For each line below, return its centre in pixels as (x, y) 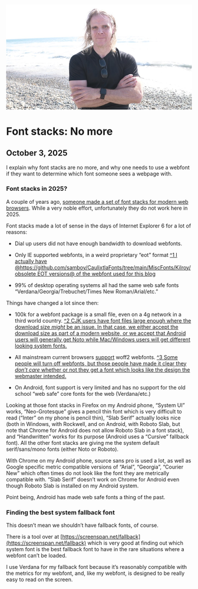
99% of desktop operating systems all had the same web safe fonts (97, 285)
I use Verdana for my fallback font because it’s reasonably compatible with (97, 567)
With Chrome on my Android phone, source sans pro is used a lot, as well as (99, 460)
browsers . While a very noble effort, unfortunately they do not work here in (97, 208)
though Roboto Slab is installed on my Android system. (72, 486)
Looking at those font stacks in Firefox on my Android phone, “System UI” (95, 405)
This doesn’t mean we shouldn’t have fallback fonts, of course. (82, 525)
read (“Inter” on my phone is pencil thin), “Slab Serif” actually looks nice (93, 418)
